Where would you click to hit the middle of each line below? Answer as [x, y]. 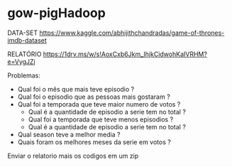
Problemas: [24, 75]
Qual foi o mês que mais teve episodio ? [76, 89]
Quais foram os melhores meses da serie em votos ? [94, 142]
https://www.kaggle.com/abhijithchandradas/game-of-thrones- [132, 33]
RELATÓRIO [24, 54]
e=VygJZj [21, 61]
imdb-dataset [27, 40]
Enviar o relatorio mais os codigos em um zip [73, 156]
